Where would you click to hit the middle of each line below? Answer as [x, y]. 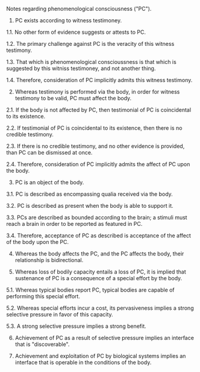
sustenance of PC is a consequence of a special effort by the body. [98, 278]
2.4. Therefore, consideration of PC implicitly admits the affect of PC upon [98, 164]
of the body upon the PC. [38, 242]
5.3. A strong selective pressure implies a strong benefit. [76, 326]
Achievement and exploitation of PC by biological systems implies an [100, 356]
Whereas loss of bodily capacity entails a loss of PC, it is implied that [100, 272]
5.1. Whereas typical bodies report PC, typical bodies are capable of [90, 290]
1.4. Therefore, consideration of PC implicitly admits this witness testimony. [99, 80]
